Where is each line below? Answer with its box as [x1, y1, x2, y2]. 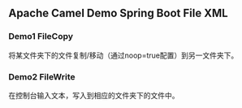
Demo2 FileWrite [8, 71, 76, 82]
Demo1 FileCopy [8, 31, 74, 42]
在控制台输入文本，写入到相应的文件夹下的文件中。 [8, 90, 179, 100]
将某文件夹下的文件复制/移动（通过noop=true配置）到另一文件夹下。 [8, 50, 239, 60]
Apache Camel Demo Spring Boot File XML [8, 6, 229, 20]
